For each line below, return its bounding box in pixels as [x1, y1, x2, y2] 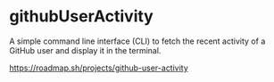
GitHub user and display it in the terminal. [9, 45, 162, 55]
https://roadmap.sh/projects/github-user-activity [9, 62, 189, 73]
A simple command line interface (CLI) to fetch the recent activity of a [9, 36, 266, 46]
